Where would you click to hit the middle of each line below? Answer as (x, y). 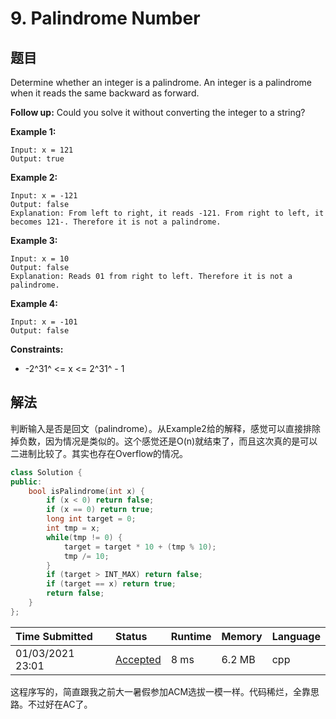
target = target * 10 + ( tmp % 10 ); (140, 547)
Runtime (191, 636)
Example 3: (34, 240)
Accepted (138, 659)
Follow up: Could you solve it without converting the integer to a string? (158, 112)
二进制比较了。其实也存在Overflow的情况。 (99, 453)
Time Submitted (54, 636)
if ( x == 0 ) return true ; (100, 510)
